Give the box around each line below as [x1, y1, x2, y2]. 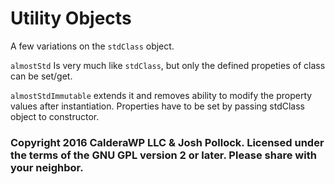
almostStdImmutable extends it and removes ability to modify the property [10, 89, 313, 101]
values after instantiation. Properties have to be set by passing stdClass [10, 100, 305, 112]
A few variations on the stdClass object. [10, 40, 175, 52]
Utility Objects [10, 7, 132, 30]
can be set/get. [10, 70, 73, 82]
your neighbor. [10, 160, 84, 174]
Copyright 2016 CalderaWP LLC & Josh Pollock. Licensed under [10, 135, 325, 149]
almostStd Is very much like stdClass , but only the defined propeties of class [10, 59, 326, 71]
